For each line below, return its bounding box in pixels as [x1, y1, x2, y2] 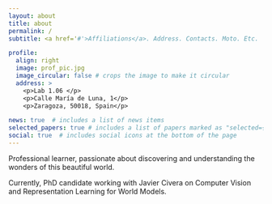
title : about [8, 19, 53, 28]
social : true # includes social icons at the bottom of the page [8, 131, 237, 140]
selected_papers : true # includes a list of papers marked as [8, 124, 223, 132]
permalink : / [8, 27, 53, 35]
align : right [15, 57, 60, 65]
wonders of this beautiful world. [8, 162, 115, 172]
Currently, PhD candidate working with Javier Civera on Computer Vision [8, 177, 252, 187]
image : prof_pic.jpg [15, 64, 85, 73]
